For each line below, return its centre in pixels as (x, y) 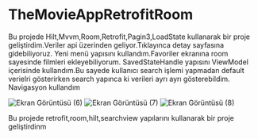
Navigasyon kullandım (44, 87)
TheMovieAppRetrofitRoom (100, 15)
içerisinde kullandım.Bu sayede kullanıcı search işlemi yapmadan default (126, 70)
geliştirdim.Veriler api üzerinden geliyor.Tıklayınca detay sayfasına (116, 44)
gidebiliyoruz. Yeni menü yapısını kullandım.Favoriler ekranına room (118, 53)
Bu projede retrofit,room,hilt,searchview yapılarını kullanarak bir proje (121, 118)
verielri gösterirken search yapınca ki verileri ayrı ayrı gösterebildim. (119, 79)
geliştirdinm (27, 126)
